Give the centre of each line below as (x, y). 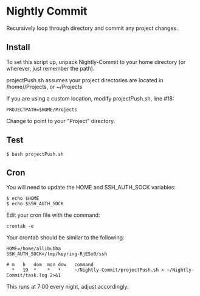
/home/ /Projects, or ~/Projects (44, 86)
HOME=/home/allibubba (34, 249)
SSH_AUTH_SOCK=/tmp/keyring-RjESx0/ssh (57, 254)
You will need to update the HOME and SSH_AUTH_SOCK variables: (91, 188)
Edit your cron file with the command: (53, 215)
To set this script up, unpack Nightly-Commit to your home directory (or (96, 62)
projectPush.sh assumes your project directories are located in (85, 80)
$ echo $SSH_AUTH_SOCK (35, 204)
